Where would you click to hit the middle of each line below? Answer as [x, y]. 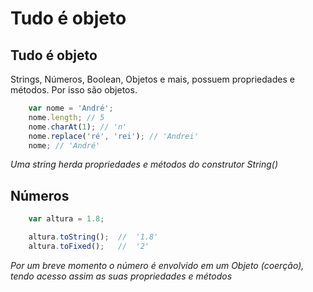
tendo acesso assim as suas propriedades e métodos [121, 276]
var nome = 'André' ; [71, 108]
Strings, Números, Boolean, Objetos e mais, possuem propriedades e [152, 79]
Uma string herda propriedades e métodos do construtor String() [144, 164]
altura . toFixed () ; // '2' [89, 246]
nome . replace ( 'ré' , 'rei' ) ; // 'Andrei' [113, 136]
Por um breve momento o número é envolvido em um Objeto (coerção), [157, 265]
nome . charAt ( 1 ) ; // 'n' [78, 127]
